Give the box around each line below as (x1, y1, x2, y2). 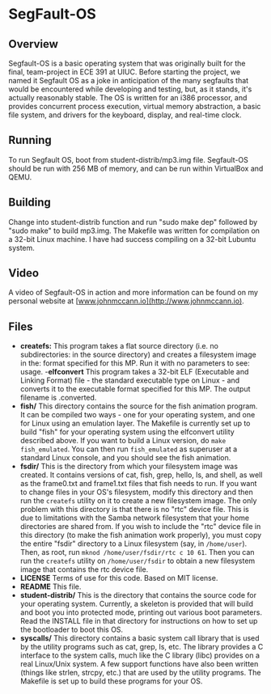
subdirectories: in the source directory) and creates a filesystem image (19, 349, 256, 360)
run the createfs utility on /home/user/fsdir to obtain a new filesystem (19, 556, 256, 566)
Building (8, 196, 51, 209)
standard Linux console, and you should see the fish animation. (19, 453, 231, 463)
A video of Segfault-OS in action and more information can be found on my (8, 288, 259, 298)
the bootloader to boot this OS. (19, 624, 124, 635)
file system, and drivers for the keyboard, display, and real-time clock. (8, 110, 242, 120)
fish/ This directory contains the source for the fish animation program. (19, 401, 258, 411)
